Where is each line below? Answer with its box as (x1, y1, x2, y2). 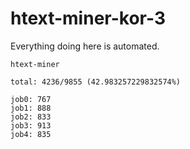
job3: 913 (10, 120, 52, 131)
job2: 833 (10, 112, 52, 122)
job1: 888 (10, 103, 52, 113)
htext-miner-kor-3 (10, 7, 166, 30)
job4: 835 (10, 129, 52, 139)
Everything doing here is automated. (10, 40, 160, 52)
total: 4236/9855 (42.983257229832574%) (10, 77, 182, 87)
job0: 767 (10, 94, 52, 104)
